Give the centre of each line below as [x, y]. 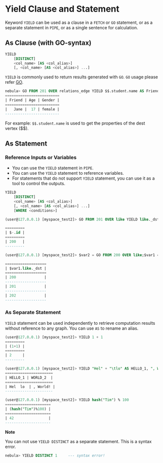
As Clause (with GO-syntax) [48, 43]
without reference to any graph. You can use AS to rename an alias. [72, 328]
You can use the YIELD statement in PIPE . [53, 168]
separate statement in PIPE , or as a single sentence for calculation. [72, 27]
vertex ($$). [17, 128]
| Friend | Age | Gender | [32, 100]
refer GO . [14, 82]
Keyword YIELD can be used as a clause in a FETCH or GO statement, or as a [79, 22]
